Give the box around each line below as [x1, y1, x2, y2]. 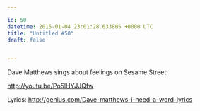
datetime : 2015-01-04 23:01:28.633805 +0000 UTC [7, 23, 153, 30]
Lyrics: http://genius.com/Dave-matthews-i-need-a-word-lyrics [7, 95, 193, 104]
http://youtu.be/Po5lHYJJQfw [7, 82, 94, 90]
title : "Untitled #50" [7, 30, 74, 37]
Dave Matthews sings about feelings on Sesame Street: [7, 68, 168, 76]
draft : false [7, 36, 46, 43]
